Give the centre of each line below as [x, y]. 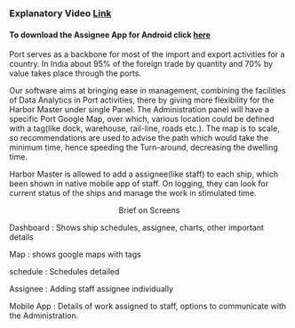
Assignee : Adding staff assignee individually [92, 289]
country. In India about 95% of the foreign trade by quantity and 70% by [141, 64]
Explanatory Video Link [60, 13]
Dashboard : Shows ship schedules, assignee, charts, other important [137, 228]
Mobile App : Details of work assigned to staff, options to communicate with [148, 307]
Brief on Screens [149, 210]
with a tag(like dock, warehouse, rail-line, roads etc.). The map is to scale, [144, 128]
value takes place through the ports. [76, 73]
